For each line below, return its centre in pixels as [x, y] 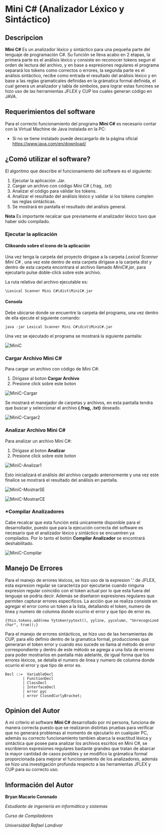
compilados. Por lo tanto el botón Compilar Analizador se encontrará [75, 538]
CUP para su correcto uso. [32, 770]
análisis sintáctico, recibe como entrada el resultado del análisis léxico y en [81, 75]
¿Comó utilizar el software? [48, 159]
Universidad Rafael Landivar [34, 825]
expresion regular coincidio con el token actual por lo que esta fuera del [78, 590]
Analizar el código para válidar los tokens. [54, 191]
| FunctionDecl [38, 678]
